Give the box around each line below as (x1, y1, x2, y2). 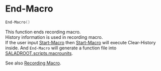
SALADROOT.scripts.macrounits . (5, 50, 73, 56)
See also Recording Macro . (5, 60, 61, 66)
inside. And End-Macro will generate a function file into (5, 45, 117, 51)
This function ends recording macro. (5, 29, 81, 35)
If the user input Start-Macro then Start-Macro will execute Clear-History (5, 39, 156, 45)
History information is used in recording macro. (5, 34, 103, 40)
